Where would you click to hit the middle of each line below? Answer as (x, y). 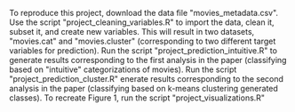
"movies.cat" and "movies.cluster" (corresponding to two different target (143, 41)
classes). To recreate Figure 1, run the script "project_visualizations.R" (137, 98)
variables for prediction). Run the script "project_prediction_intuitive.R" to (144, 51)
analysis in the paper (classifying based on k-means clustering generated (144, 88)
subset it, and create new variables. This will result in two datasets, (132, 32)
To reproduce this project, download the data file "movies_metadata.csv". (144, 13)
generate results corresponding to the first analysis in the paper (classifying (148, 60)
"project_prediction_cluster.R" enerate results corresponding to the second (147, 79)
